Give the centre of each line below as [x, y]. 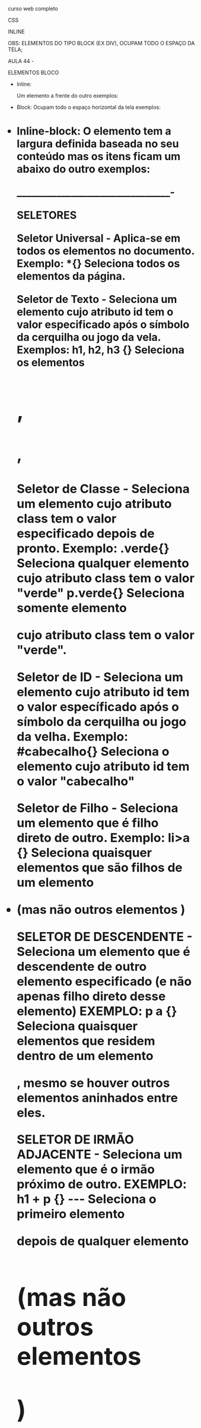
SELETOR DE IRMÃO [75, 1140]
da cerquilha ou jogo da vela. [89, 337]
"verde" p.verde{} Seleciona [100, 593]
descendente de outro [82, 966]
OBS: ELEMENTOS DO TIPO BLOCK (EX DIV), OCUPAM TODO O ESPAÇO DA [101, 43]
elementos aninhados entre [97, 1097]
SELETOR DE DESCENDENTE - [104, 936]
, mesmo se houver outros [93, 1082]
